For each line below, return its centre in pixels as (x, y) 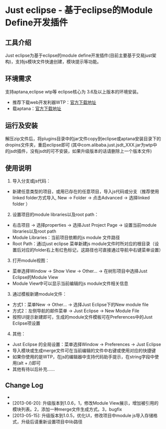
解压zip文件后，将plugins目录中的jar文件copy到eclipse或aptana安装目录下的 (83, 138)
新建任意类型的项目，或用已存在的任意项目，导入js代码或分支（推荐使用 (86, 191)
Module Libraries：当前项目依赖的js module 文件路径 (66, 238)
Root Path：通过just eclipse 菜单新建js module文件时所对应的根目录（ (83, 244)
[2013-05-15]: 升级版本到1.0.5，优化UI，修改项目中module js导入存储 (83, 416)
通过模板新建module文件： (39, 294)
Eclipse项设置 (26, 323)
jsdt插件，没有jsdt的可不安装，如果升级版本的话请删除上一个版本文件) (81, 151)
